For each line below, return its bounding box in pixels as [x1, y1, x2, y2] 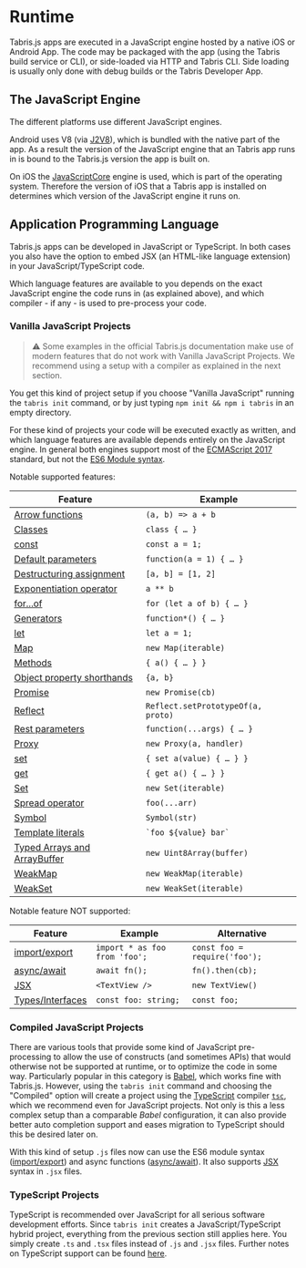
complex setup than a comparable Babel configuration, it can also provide [9, 1109, 287, 1120]
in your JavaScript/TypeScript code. [9, 260, 146, 271]
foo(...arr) [145, 798, 198, 808]
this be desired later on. [9, 1129, 98, 1140]
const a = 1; [145, 539, 202, 549]
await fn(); [95, 964, 148, 975]
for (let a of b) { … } [145, 598, 249, 608]
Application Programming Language [9, 217, 219, 232]
